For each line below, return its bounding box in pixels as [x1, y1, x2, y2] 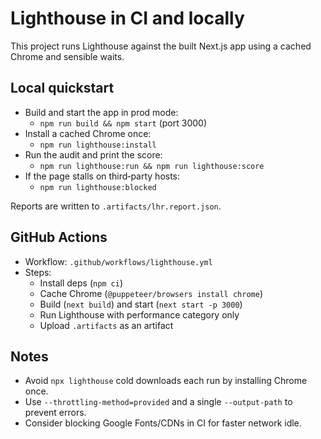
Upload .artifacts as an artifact [39, 319, 174, 331]
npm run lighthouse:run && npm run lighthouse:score [39, 161, 265, 171]
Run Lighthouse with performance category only [39, 308, 240, 321]
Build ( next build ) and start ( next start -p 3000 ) [39, 298, 243, 310]
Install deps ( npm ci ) [39, 277, 124, 289]
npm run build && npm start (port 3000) [39, 117, 208, 129]
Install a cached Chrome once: [24, 127, 152, 139]
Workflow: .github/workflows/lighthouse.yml [24, 255, 213, 267]
